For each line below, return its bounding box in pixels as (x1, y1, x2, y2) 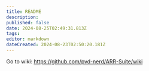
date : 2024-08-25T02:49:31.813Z (6, 25, 87, 31)
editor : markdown (6, 36, 50, 42)
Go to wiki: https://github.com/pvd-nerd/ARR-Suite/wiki (6, 57, 143, 65)
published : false (6, 20, 50, 25)
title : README (6, 8, 42, 15)
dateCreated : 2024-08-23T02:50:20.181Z (6, 42, 106, 48)
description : (6, 14, 39, 20)
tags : (6, 31, 20, 37)
